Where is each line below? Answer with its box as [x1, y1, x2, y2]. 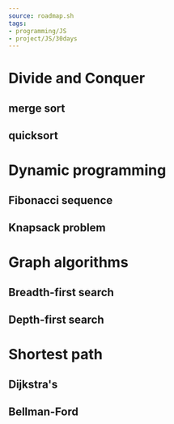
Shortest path [8, 346, 104, 364]
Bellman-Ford [8, 405, 79, 419]
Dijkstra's [8, 377, 58, 391]
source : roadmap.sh [8, 11, 74, 20]
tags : [8, 19, 27, 28]
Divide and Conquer [8, 70, 146, 87]
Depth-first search [8, 313, 104, 327]
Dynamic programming [8, 161, 167, 180]
